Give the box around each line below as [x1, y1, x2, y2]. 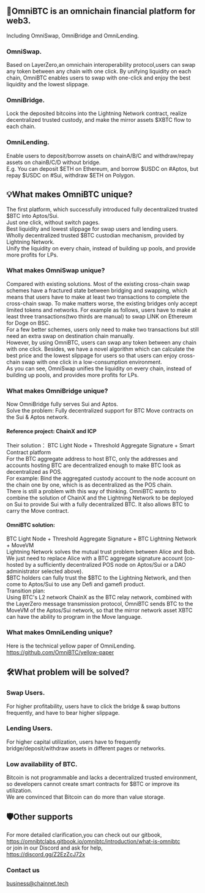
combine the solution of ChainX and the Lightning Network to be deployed [6, 494, 194, 502]
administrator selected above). [6, 567, 84, 575]
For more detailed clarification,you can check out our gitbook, [6, 831, 162, 839]
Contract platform [6, 449, 51, 456]
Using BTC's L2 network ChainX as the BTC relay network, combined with [6, 593, 193, 600]
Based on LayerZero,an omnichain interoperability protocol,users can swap [6, 61, 196, 69]
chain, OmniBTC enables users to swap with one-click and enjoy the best [6, 74, 191, 81]
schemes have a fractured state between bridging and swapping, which [6, 286, 188, 294]
